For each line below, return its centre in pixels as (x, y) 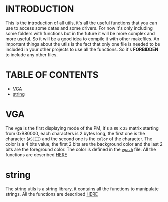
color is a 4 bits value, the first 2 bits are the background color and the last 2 (84, 144)
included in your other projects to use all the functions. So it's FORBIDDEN (82, 49)
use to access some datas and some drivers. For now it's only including (79, 28)
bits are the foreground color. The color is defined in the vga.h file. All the (81, 149)
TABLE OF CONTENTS (52, 75)
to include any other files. (31, 54)
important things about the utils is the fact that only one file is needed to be (83, 44)
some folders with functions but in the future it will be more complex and (80, 33)
